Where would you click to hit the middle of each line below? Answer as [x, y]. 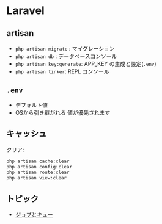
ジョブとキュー [34, 214]
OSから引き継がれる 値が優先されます [63, 112]
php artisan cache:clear [38, 161]
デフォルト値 [31, 105]
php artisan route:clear [38, 172]
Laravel [25, 11]
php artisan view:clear [37, 178]
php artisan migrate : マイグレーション [65, 49]
